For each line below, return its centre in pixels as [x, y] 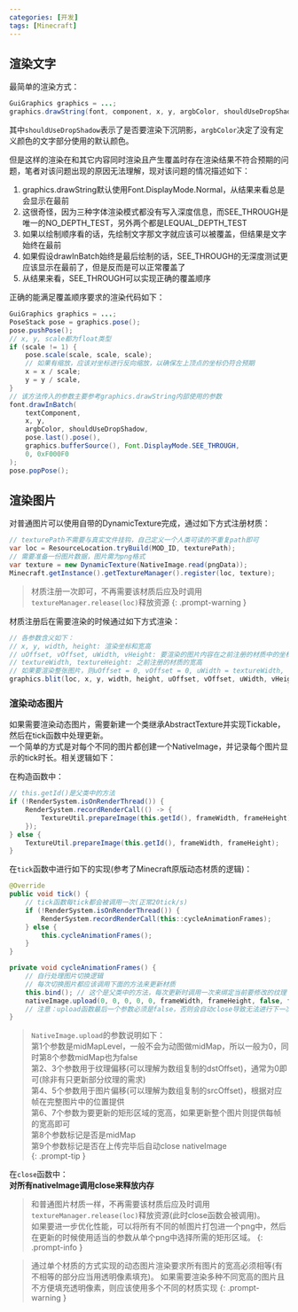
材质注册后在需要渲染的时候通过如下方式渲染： [94, 621]
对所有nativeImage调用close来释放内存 [82, 1185]
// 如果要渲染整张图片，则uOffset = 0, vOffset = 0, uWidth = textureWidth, [147, 671]
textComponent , [53, 413]
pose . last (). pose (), [63, 438]
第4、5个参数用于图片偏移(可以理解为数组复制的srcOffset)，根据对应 [157, 1090]
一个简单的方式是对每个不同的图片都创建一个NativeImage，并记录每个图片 [145, 746]
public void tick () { [49, 894]
